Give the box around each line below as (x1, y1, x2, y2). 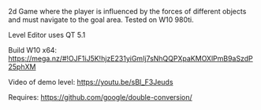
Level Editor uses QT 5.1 (8, 31, 86, 39)
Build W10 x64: (8, 46, 58, 54)
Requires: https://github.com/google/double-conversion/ (8, 93, 193, 101)
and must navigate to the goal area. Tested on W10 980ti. (8, 15, 195, 24)
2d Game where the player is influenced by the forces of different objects (8, 7, 247, 16)
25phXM (8, 62, 36, 71)
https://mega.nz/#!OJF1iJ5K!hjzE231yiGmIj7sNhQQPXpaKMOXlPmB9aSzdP (8, 54, 254, 63)
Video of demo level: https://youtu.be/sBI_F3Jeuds (8, 78, 173, 86)
